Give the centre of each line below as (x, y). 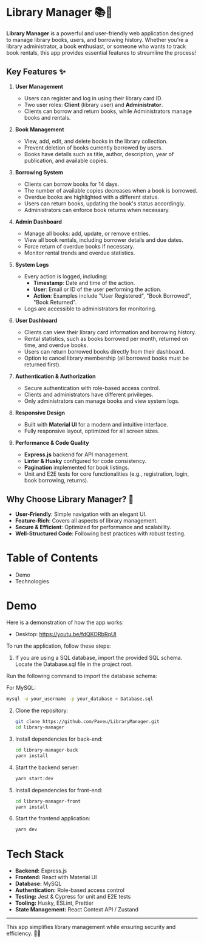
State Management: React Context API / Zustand (76, 910)
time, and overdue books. (56, 345)
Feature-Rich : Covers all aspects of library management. (86, 520)
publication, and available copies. (66, 160)
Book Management (39, 129)
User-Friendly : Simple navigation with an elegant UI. (81, 514)
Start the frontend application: (53, 818)
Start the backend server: (47, 767)
